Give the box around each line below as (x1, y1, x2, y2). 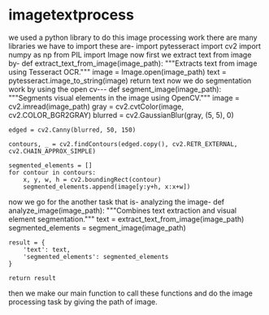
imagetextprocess (8, 6, 134, 24)
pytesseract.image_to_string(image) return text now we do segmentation (8, 76, 252, 85)
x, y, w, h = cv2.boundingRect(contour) (23, 175, 162, 183)
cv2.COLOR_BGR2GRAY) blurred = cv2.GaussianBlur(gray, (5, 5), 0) (8, 110, 234, 119)
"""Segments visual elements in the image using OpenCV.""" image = (8, 93, 240, 102)
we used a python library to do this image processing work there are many (8, 32, 258, 42)
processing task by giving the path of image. (8, 296, 158, 306)
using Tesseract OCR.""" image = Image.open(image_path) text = (8, 67, 228, 76)
